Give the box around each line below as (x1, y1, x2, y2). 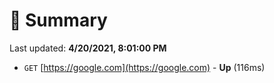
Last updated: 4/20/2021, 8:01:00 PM (9, 42, 167, 54)
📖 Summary (9, 9, 108, 32)
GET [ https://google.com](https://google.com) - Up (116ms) (23, 61, 266, 73)
